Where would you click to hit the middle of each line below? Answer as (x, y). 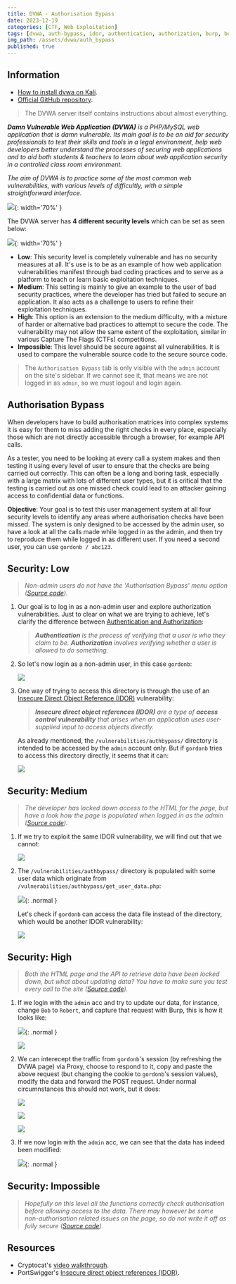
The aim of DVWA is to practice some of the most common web (99, 178)
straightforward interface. (45, 193)
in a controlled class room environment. (65, 164)
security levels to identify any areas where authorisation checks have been (116, 517)
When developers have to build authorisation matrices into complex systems (118, 422)
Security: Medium (47, 791)
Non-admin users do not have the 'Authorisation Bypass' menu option (126, 586)
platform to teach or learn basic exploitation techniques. (98, 279)
